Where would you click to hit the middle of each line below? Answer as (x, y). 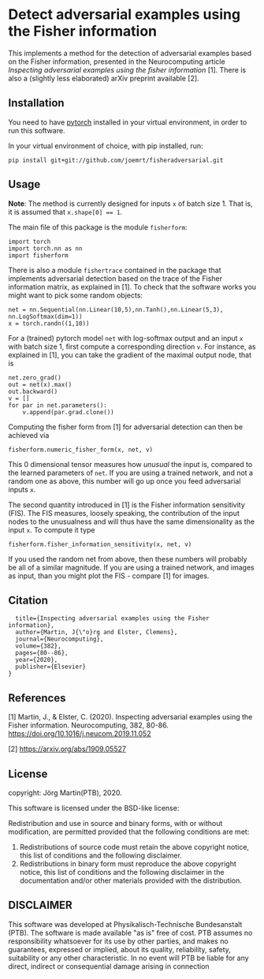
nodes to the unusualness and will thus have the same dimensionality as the (131, 521)
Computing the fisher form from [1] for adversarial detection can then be (125, 427)
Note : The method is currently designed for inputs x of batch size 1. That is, (131, 204)
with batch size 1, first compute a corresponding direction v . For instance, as (132, 346)
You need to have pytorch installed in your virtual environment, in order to (128, 122)
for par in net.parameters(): (58, 405)
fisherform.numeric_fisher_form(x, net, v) (81, 450)
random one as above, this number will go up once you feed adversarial (125, 481)
